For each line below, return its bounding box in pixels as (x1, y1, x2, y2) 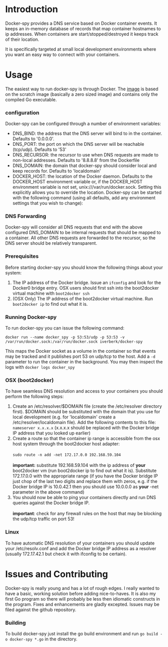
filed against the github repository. (5, 607, 76, 613)
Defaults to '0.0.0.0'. (12, 136, 54, 142)
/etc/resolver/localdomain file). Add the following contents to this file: (12, 419, 156, 425)
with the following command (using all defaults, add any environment (12, 195, 156, 201)
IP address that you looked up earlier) (12, 430, 91, 436)
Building (5, 619, 26, 626)
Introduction (5, 4, 58, 15)
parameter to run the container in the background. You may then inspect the (5, 359, 163, 365)
